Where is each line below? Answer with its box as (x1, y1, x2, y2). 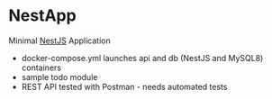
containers (21, 62, 62, 73)
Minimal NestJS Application (8, 35, 111, 46)
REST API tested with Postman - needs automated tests (21, 81, 228, 92)
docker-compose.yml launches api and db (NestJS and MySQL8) (21, 52, 264, 63)
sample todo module (21, 71, 98, 82)
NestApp (8, 5, 77, 26)
